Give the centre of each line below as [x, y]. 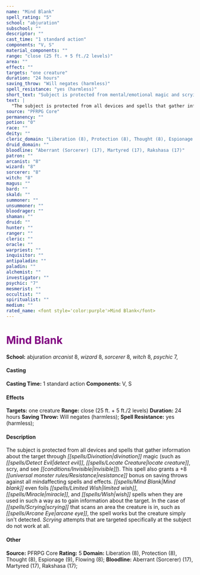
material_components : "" [37, 51]
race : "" [17, 128]
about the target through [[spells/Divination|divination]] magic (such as [93, 456]
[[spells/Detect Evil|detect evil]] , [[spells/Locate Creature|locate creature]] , [98, 463]
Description [21, 437]
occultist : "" [24, 294]
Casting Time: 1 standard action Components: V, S [69, 384]
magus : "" [18, 184]
